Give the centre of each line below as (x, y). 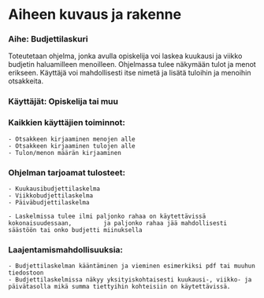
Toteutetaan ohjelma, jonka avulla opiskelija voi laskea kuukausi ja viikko (125, 56)
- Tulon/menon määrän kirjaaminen (65, 153)
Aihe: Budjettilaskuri (48, 39)
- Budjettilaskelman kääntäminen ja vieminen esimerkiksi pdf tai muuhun (132, 266)
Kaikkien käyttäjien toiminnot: (67, 123)
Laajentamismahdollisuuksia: (66, 249)
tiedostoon (26, 273)
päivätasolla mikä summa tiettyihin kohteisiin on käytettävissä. (119, 287)
